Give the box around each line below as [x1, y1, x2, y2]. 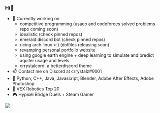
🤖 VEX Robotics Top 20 [12, 86, 60, 92]
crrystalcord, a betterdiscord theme [19, 63, 92, 69]
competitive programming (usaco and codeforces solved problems [19, 21, 155, 27]
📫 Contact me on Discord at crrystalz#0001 [12, 69, 102, 75]
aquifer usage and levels [19, 58, 70, 64]
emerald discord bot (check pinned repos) [19, 37, 105, 42]
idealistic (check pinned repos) [19, 32, 83, 38]
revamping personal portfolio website [19, 47, 96, 53]
